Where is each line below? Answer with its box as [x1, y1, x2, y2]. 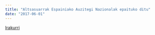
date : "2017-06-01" [5, 12, 45, 16]
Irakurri [5, 24, 20, 30]
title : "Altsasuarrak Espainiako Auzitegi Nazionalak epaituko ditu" [5, 7, 151, 12]
